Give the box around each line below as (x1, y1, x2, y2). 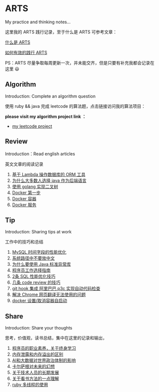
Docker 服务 (12, 202, 37, 208)
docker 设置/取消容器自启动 (12, 298, 67, 304)
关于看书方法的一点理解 (12, 376, 59, 381)
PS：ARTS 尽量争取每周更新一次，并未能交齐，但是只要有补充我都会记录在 (5, 60, 155, 65)
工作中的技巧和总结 (5, 239, 44, 245)
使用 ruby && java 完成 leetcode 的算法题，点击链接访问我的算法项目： (5, 103, 146, 109)
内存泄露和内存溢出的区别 (12, 351, 64, 357)
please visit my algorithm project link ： (5, 114, 86, 119)
